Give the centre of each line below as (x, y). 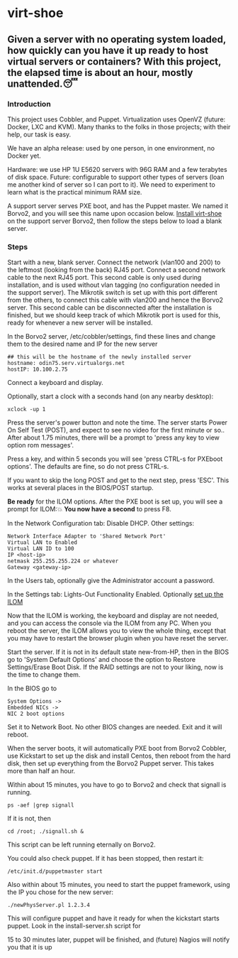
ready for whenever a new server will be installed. (80, 323)
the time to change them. (44, 675)
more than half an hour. (41, 771)
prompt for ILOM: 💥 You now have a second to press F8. (90, 509)
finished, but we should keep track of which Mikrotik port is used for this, (114, 315)
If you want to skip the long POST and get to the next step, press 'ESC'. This (118, 480)
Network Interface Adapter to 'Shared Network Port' (87, 537)
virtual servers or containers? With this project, (114, 61)
